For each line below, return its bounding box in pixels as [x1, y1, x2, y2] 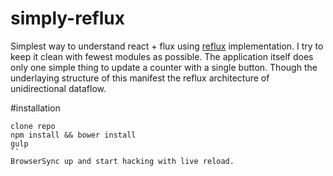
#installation [10, 102, 61, 114]
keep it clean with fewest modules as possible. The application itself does [10, 50, 314, 62]
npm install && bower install [10, 130, 137, 140]
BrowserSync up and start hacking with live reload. [10, 156, 235, 166]
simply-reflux [10, 7, 125, 30]
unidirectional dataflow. [10, 82, 107, 94]
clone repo [10, 121, 56, 131]
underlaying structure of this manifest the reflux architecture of [10, 72, 270, 84]
